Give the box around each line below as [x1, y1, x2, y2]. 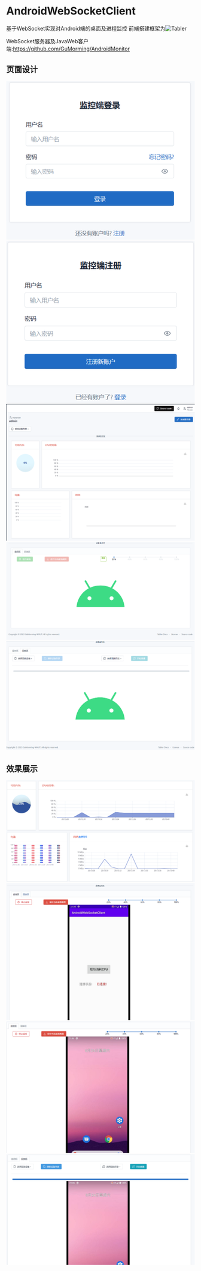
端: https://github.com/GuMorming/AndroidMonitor [6, 45, 130, 52]
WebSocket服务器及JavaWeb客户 [6, 37, 89, 44]
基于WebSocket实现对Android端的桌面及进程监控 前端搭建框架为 [6, 25, 166, 32]
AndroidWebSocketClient [6, 4, 136, 18]
